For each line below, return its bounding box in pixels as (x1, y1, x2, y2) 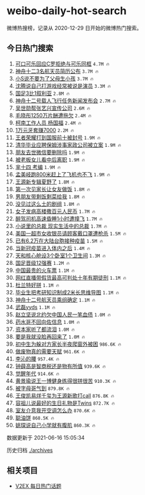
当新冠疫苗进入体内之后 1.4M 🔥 (15, 244, 91, 251)
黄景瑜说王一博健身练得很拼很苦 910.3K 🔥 (15, 377, 117, 384)
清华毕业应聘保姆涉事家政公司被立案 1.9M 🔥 (15, 141, 121, 148)
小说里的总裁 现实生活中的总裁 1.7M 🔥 (15, 222, 108, 230)
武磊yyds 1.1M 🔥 (15, 303, 55, 310)
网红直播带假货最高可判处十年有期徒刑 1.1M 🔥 (15, 274, 127, 281)
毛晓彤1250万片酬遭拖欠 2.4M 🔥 (15, 112, 92, 119)
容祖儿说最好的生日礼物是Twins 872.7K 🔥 (15, 399, 116, 407)
